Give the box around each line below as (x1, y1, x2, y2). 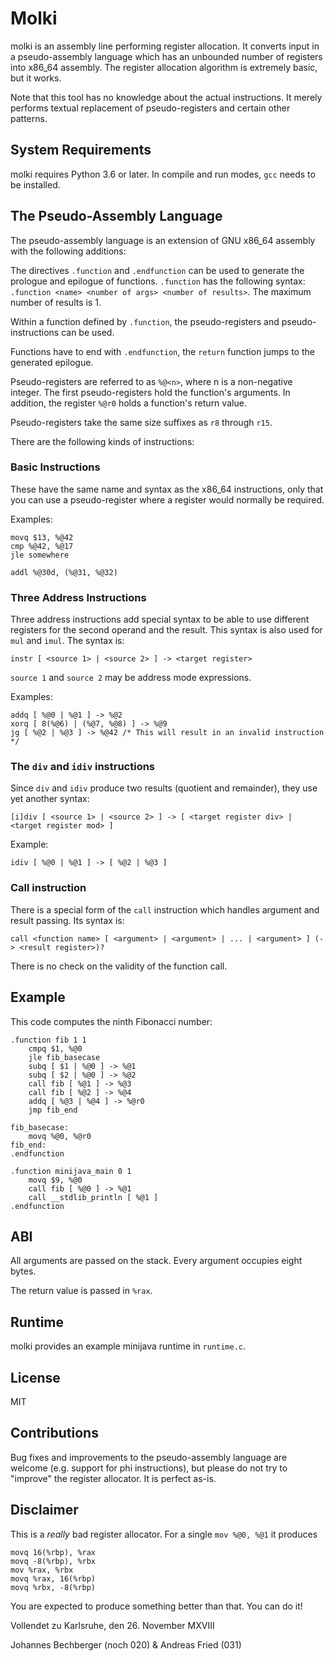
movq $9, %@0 (28, 1175, 83, 1185)
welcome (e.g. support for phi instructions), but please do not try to (10, 1462, 288, 1474)
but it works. (10, 72, 62, 84)
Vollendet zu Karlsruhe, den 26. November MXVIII (10, 1619, 215, 1631)
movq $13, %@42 (10, 532, 74, 542)
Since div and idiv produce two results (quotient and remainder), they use (10, 782, 318, 794)
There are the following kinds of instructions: (10, 435, 195, 447)
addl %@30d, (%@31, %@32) (10, 567, 118, 577)
